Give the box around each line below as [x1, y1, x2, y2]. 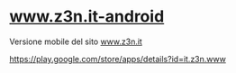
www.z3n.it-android [9, 6, 165, 27]
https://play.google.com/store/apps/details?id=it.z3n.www [9, 53, 227, 64]
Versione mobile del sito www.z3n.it [9, 36, 142, 47]
